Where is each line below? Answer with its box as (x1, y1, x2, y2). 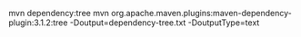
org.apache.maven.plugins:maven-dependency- (111, 8, 292, 18)
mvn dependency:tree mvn (8, 8, 110, 18)
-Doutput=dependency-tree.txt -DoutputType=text (69, 17, 260, 28)
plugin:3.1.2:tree (8, 17, 68, 28)
